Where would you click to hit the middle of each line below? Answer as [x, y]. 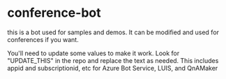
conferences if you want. [43, 39]
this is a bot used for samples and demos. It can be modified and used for [113, 32]
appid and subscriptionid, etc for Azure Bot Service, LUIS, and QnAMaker [113, 68]
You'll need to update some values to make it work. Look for [93, 53]
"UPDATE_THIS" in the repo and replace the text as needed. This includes [113, 60]
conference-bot [54, 13]
